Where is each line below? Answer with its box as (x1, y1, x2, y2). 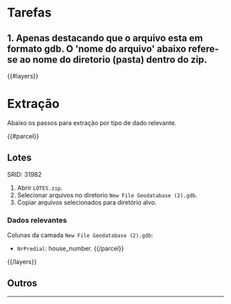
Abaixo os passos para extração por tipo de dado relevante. (7, 118, 177, 127)
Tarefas (7, 5, 52, 21)
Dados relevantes (7, 215, 67, 225)
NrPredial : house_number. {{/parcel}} (16, 244, 124, 252)
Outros (7, 277, 38, 290)
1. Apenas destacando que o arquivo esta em (7, 32, 203, 44)
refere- (188, 43, 219, 54)
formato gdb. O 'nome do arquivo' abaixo (7, 43, 187, 54)
